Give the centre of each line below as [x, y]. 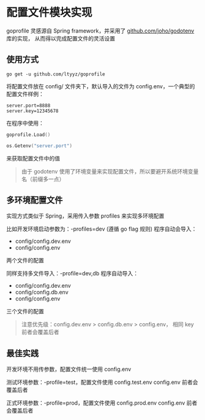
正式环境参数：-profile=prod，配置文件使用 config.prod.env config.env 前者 [102, 403]
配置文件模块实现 [50, 13]
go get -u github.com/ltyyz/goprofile [56, 74]
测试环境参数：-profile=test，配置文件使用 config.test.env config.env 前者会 [102, 382]
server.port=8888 [28, 105]
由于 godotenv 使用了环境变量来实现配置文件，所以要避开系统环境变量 [110, 171]
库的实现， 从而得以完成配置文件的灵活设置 [61, 38]
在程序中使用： [25, 123]
